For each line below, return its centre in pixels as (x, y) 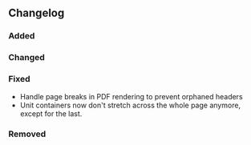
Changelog (36, 13)
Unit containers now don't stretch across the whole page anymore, (130, 105)
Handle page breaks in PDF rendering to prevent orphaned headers (131, 96)
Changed (27, 58)
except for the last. (51, 113)
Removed (27, 134)
